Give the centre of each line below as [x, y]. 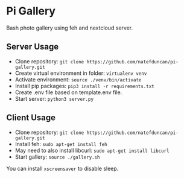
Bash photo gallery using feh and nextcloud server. [70, 28]
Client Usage [31, 118]
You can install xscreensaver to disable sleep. [62, 168]
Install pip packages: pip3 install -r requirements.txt [85, 86]
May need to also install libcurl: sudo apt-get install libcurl [92, 150]
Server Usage [33, 47]
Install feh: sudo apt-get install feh [61, 144]
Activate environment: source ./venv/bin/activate [78, 79]
